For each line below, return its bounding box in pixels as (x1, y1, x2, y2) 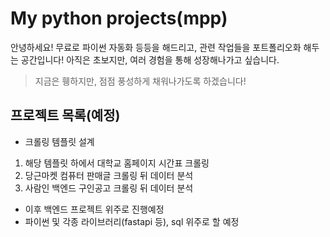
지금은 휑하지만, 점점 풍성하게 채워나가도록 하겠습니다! (34, 75, 247, 87)
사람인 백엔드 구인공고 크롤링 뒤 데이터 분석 (24, 182, 194, 194)
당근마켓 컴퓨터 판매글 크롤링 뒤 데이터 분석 (24, 169, 194, 181)
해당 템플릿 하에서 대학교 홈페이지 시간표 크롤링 (24, 157, 210, 169)
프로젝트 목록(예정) (10, 107, 121, 124)
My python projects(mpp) (10, 7, 228, 30)
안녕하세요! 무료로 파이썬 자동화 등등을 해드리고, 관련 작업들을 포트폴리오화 (10, 41, 302, 53)
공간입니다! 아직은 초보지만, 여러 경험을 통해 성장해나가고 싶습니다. (20, 53, 280, 66)
